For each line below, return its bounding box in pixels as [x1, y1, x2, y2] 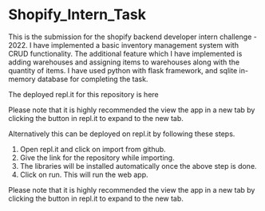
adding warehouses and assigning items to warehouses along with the [8, 57, 240, 67]
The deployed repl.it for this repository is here [8, 89, 159, 99]
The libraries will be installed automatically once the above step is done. [19, 161, 257, 170]
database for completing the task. [37, 74, 148, 84]
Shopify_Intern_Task [8, 6, 146, 24]
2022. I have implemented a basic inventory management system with [8, 40, 239, 49]
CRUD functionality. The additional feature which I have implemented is [8, 49, 243, 58]
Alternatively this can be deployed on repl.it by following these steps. [8, 129, 235, 139]
